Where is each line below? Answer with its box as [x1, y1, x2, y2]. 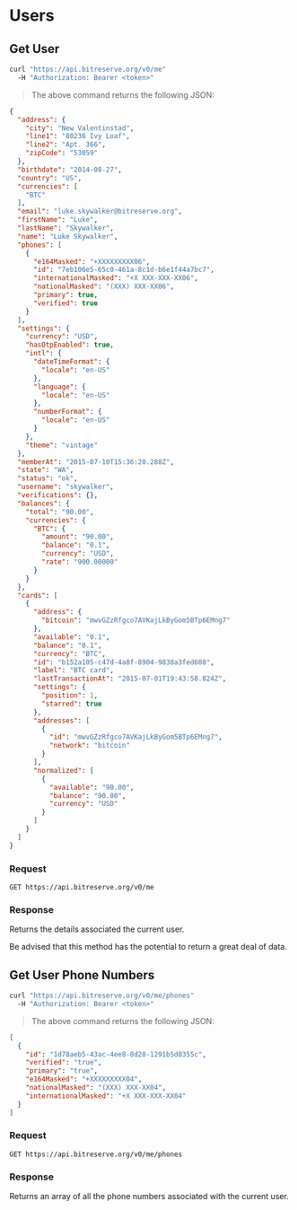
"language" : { [32, 382, 87, 391]
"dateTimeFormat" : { [32, 357, 110, 366]
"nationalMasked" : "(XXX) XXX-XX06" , [32, 282, 175, 292]
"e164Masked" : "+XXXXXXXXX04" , [25, 1074, 143, 1084]
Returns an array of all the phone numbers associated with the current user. [9, 1191, 289, 1202]
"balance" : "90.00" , [48, 791, 127, 800]
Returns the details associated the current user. [9, 924, 185, 934]
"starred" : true [41, 699, 102, 708]
